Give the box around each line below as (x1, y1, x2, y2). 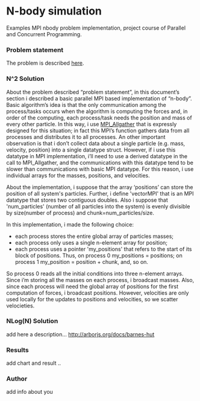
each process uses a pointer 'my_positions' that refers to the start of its (14, 245, 192, 252)
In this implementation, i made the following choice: (6, 220, 134, 228)
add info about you (6, 388, 53, 396)
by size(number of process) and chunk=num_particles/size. (6, 209, 155, 216)
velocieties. (6, 302, 35, 309)
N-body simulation (6, 4, 102, 18)
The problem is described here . (6, 59, 84, 67)
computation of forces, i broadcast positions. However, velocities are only (6, 289, 189, 297)
